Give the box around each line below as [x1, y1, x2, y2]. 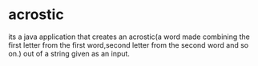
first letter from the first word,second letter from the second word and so [8, 40, 249, 49]
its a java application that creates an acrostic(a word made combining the [8, 32, 250, 41]
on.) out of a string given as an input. [8, 49, 131, 58]
